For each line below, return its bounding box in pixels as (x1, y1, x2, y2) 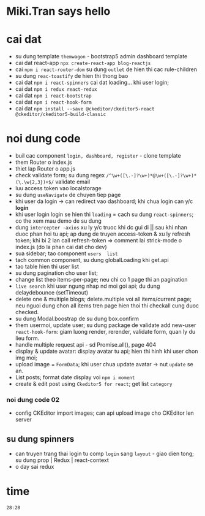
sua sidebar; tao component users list (15, 250, 118, 257)
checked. (15, 309, 39, 316)
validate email (54, 178, 91, 185)
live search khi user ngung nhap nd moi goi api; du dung (15, 282, 160, 290)
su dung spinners (6, 434, 75, 444)
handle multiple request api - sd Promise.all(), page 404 (15, 341, 157, 348)
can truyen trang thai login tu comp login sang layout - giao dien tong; (15, 450, 195, 458)
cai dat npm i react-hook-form (15, 98, 92, 106)
